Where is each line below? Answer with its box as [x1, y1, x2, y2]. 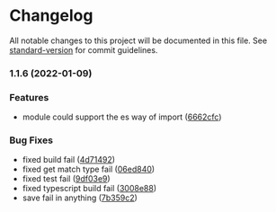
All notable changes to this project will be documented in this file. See [9, 35, 268, 46]
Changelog [9, 5, 93, 26]
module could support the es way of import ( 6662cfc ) [22, 111, 222, 122]
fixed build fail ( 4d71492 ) [22, 155, 115, 165]
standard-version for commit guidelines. [9, 44, 158, 55]
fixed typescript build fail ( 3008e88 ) [22, 183, 157, 194]
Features [9, 91, 49, 103]
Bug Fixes [9, 134, 54, 146]
